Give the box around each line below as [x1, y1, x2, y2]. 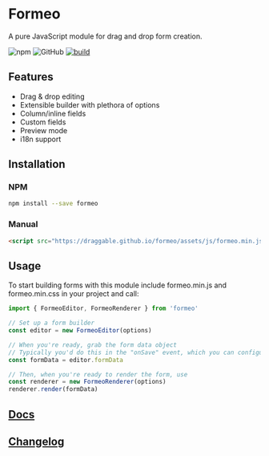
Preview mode [19, 125, 68, 135]
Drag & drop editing [19, 92, 85, 101]
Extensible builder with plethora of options [19, 100, 160, 109]
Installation [8, 157, 66, 171]
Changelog [8, 434, 65, 448]
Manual [8, 218, 38, 230]
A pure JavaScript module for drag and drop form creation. [8, 31, 203, 41]
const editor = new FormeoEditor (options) [8, 327, 152, 335]
